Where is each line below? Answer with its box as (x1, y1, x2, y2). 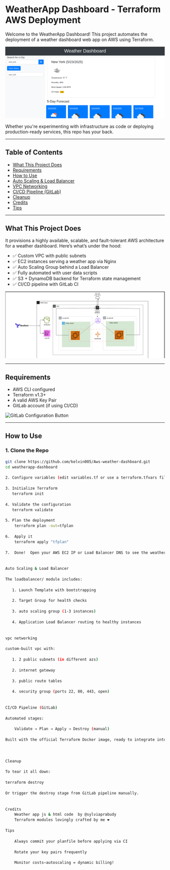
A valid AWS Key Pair (12, 397, 57, 403)
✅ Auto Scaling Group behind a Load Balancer (12, 264, 109, 270)
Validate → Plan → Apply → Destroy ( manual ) (14, 727, 110, 732)
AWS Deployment (5, 14, 81, 26)
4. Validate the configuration (5, 502, 71, 507)
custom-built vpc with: (5, 646, 56, 651)
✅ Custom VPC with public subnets (12, 252, 87, 259)
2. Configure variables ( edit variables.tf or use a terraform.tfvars (5, 475, 157, 480)
